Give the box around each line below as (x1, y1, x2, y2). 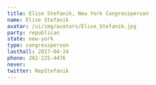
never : (7, 61, 26, 68)
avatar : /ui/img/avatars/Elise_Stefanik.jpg (7, 23, 137, 29)
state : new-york (7, 36, 54, 42)
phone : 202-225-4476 (7, 55, 67, 62)
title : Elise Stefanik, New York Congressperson (7, 10, 149, 17)
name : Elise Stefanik (7, 16, 69, 23)
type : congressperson (7, 42, 69, 49)
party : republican (7, 29, 60, 36)
